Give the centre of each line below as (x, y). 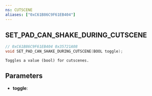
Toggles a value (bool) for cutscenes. (47, 61)
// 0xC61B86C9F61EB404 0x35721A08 (42, 47)
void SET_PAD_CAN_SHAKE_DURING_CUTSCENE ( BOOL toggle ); (64, 52)
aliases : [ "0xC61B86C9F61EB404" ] (40, 15)
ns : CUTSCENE (19, 10)
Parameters (24, 76)
